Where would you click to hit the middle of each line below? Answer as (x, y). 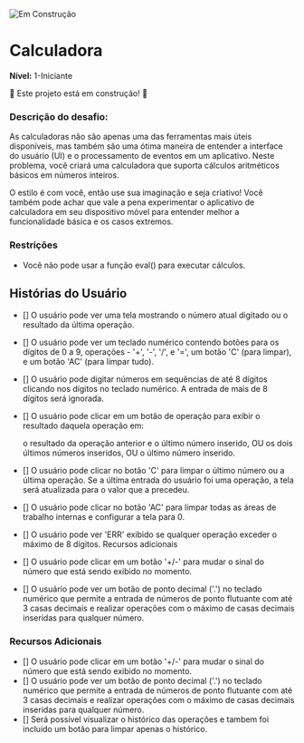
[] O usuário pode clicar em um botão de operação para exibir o (141, 416)
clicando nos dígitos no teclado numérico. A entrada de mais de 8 (145, 389)
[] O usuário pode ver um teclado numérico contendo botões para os (151, 342)
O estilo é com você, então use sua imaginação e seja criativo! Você (137, 193)
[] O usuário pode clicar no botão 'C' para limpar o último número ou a (153, 471)
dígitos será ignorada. (63, 398)
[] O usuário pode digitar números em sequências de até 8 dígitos (145, 379)
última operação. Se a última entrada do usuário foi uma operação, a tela (158, 480)
